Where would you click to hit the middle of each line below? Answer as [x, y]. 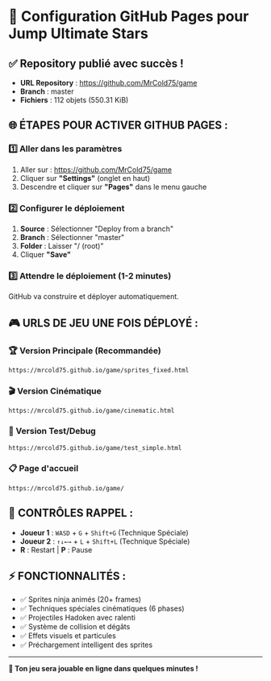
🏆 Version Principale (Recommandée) [85, 351]
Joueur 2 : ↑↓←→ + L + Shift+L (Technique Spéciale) [105, 541]
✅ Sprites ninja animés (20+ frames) [81, 599]
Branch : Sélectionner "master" [72, 237]
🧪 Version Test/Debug [52, 431]
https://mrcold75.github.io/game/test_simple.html [95, 448]
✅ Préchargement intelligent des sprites [86, 645]
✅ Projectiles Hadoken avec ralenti [77, 618]
